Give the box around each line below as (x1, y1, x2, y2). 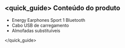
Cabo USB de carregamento (11, 22, 69, 28)
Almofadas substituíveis (11, 27, 61, 34)
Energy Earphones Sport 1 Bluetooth (11, 17, 86, 23)
